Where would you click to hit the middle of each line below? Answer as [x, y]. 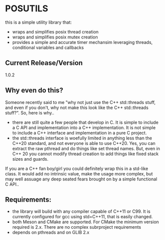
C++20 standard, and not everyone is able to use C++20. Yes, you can [84, 143]
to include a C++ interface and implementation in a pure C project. [79, 133]
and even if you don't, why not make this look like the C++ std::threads [77, 107]
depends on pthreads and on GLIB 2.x [51, 233]
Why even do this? [34, 90]
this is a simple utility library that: [39, 22]
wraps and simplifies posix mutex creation [55, 37]
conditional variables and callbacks [48, 47]
